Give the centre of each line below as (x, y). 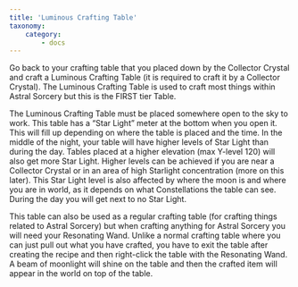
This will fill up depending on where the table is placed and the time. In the (146, 133)
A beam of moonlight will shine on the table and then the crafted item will (144, 264)
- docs (54, 42)
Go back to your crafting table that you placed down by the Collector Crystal (149, 68)
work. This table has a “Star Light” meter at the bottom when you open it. (144, 123)
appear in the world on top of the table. (81, 274)
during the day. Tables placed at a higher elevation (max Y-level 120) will (142, 152)
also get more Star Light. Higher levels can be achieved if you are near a (142, 161)
